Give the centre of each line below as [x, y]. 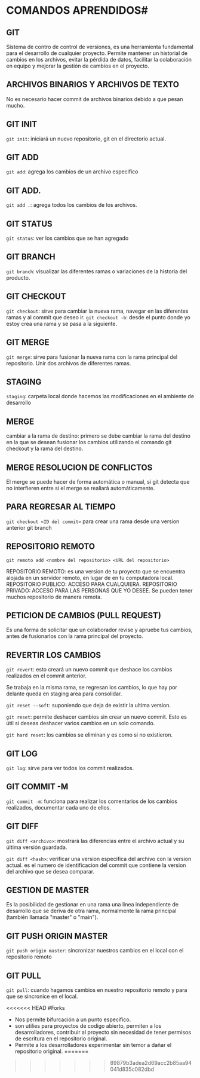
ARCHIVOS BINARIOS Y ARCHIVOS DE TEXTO [93, 85]
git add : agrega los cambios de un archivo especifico [72, 172]
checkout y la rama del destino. [45, 448]
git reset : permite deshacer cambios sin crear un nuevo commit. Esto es [96, 717]
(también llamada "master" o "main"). [52, 917]
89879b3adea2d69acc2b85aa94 [151, 1063]
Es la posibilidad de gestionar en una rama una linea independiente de [93, 905]
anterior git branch [29, 527]
